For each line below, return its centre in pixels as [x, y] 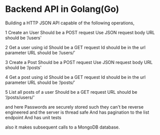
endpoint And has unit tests [33, 117]
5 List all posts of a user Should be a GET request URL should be [71, 92]
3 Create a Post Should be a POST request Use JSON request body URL [79, 62]
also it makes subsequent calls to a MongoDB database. [63, 127]
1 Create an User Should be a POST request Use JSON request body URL [80, 32]
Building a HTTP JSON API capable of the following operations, [70, 23]
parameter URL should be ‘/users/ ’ [40, 53]
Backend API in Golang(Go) [62, 9]
